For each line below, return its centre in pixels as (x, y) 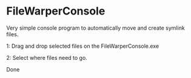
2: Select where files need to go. (47, 57)
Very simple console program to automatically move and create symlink (95, 28)
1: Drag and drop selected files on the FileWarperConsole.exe (83, 46)
